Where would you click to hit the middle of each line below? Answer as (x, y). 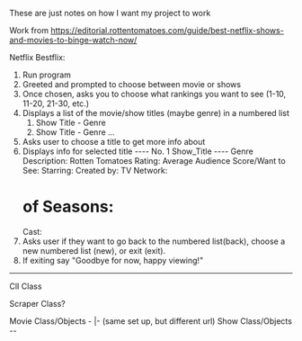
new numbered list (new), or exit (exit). (94, 250)
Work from (29, 30)
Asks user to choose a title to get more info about (114, 142)
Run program (47, 75)
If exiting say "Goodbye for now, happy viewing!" (113, 260)
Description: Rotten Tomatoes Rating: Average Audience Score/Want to (154, 161)
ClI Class (26, 286)
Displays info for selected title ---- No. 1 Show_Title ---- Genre (138, 151)
